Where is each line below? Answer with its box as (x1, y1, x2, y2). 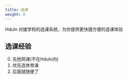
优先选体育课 (12, 63, 39, 69)
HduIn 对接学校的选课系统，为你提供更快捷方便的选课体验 (5, 26, 123, 32)
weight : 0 (5, 12, 26, 17)
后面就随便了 (12, 69, 39, 75)
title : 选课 (5, 7, 28, 12)
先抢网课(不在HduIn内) (12, 56, 59, 62)
